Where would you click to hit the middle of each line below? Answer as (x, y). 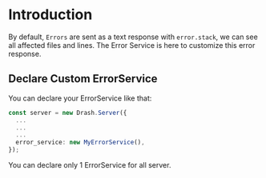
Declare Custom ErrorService (83, 79)
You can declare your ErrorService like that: (80, 98)
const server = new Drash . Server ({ (68, 113)
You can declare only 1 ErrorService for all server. (90, 165)
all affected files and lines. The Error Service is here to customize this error (132, 45)
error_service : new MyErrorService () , (81, 142)
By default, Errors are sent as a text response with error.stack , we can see (133, 37)
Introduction (50, 15)
